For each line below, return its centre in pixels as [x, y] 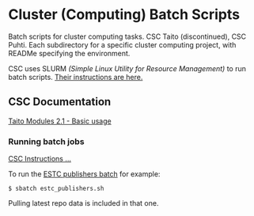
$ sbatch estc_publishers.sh [56, 189]
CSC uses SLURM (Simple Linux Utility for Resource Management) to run [127, 68]
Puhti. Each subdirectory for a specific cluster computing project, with [122, 44]
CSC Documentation [60, 102]
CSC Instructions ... [40, 159]
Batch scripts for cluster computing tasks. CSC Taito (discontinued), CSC [127, 36]
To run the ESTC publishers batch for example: [84, 174]
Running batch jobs [46, 142]
